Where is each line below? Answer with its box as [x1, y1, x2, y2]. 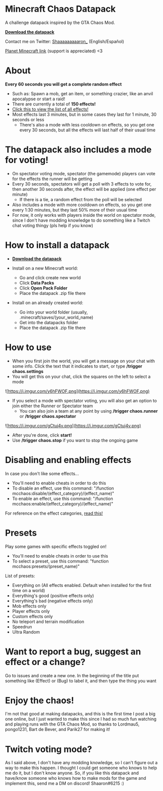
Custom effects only [12, 613, 53, 619]
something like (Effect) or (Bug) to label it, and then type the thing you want [5, 678, 157, 684]
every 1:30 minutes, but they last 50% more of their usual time [12, 207, 138, 213]
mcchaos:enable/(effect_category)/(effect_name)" [12, 500, 114, 506]
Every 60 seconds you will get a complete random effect [5, 81, 122, 87]
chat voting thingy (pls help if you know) [12, 222, 94, 228]
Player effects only [12, 608, 50, 614]
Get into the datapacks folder [19, 319, 79, 325]
